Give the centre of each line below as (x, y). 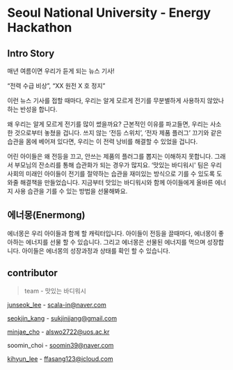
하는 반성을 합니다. (32, 109)
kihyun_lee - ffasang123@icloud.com (60, 359)
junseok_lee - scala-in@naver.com (57, 305)
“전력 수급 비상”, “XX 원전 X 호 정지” (56, 86)
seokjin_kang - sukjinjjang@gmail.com (62, 318)
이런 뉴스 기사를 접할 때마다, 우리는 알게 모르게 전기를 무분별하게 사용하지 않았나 (116, 100)
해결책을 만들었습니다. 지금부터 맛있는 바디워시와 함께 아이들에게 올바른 (116, 182)
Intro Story (31, 53)
